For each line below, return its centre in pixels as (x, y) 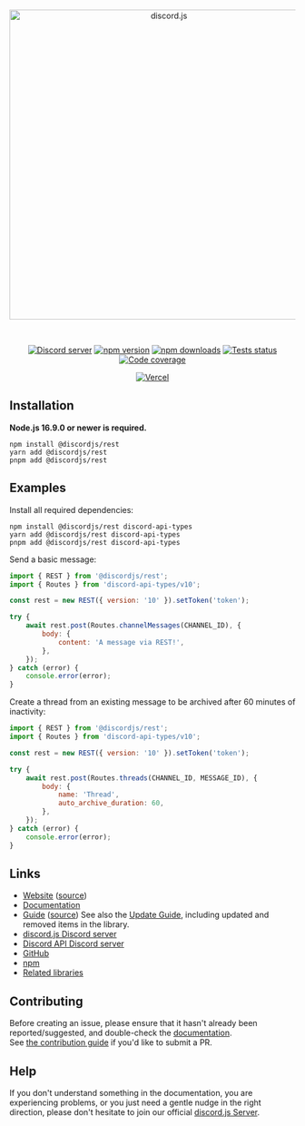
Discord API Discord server (73, 943)
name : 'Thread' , (89, 795)
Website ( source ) (55, 895)
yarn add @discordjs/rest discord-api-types (95, 534)
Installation (42, 405)
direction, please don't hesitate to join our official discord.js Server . (135, 1111)
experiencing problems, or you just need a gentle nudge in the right (135, 1102)
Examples (38, 488)
